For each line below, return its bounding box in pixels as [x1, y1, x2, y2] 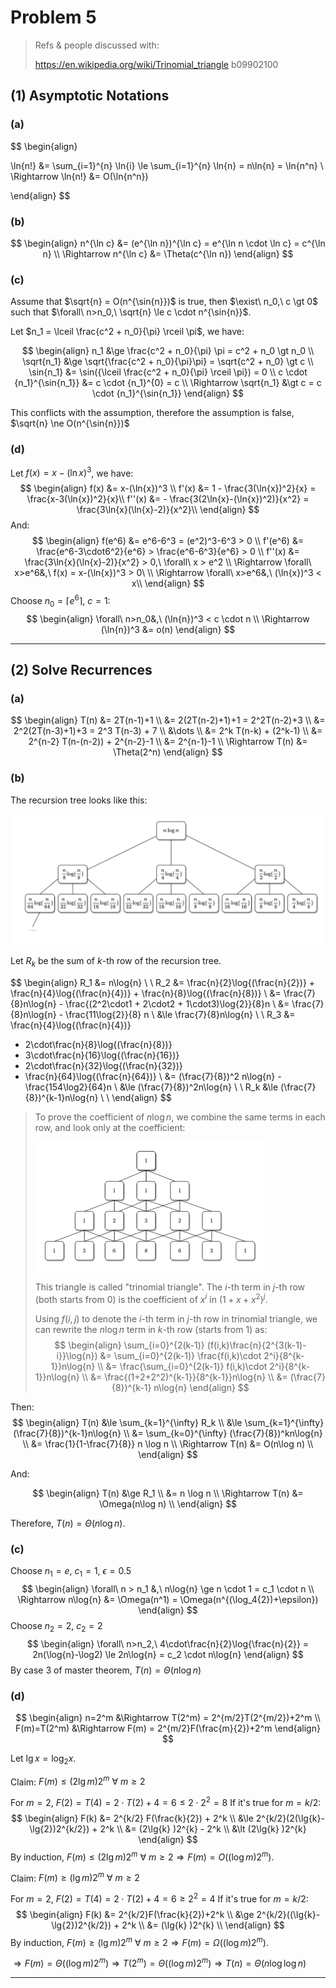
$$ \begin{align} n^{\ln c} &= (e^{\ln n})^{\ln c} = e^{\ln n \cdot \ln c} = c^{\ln [10, 237, 326, 249]
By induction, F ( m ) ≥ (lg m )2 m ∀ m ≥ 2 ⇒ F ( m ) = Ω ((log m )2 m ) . [10, 1935, 269, 1948]
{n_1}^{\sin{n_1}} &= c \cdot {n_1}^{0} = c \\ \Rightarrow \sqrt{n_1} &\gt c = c [14, 377, 322, 389]
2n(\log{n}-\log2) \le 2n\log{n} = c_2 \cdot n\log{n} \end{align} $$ [32, 1648, 304, 1660]
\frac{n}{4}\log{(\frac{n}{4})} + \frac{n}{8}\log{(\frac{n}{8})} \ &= [10, 987, 282, 1000]
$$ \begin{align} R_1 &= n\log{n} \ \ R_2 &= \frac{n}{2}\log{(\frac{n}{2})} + [10, 977, 316, 989]
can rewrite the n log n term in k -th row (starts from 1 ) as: [34, 1323, 268, 1335]
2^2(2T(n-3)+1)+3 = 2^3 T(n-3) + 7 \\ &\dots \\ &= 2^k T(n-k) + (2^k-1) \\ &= [13, 725, 323, 737]
